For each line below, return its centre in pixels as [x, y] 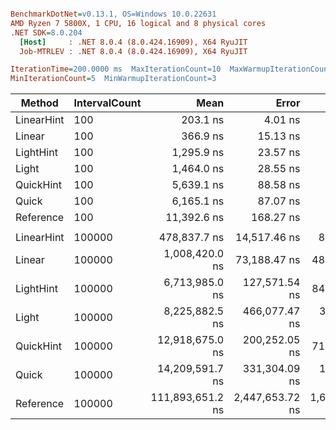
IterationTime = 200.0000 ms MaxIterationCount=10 [116, 69]
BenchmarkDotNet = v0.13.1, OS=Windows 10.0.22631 [113, 14]
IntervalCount [107, 103]
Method [39, 103]
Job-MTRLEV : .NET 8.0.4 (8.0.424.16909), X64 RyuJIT [133, 51]
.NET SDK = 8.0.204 [46, 32]
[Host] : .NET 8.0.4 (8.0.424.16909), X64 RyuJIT [133, 42]
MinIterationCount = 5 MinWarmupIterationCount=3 [113, 79]
